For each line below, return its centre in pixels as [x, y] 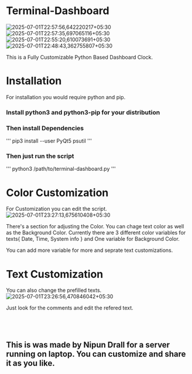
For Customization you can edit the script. [56, 209]
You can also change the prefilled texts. [54, 290]
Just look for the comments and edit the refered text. [70, 308]
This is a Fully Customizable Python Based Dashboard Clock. [80, 57]
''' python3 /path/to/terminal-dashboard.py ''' [61, 169]
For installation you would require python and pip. [66, 97]
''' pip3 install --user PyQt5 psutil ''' [49, 141]
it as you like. [31, 363]
